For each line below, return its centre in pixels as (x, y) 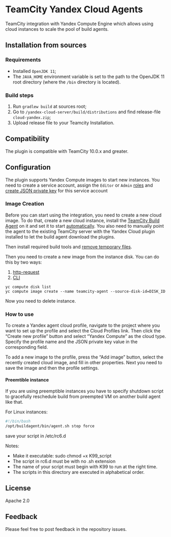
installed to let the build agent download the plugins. (60, 236)
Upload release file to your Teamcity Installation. (64, 123)
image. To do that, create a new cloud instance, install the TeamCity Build (82, 220)
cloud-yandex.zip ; (32, 117)
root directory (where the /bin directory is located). (67, 82)
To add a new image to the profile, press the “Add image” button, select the (84, 357)
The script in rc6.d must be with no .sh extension (64, 461)
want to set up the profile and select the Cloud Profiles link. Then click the (83, 331)
